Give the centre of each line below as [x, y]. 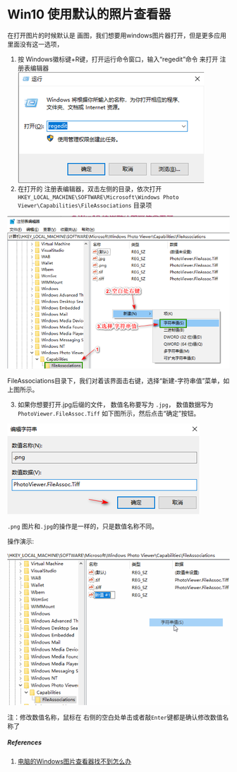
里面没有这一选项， [35, 44]
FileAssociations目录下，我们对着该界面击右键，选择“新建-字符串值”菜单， [115, 380]
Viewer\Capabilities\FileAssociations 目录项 [85, 205]
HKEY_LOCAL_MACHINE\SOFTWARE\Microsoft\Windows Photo [98, 197]
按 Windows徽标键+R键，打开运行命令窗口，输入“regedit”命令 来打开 [118, 59]
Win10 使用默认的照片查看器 [89, 14]
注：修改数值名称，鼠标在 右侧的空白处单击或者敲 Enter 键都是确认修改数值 [115, 717]
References [25, 742]
